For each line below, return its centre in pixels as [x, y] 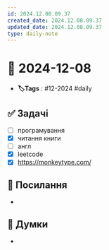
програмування [41, 130]
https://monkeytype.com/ [54, 162]
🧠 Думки [27, 224]
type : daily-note [33, 34]
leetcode [30, 154]
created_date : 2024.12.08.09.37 [54, 20]
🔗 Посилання [37, 185]
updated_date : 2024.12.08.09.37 [54, 27]
